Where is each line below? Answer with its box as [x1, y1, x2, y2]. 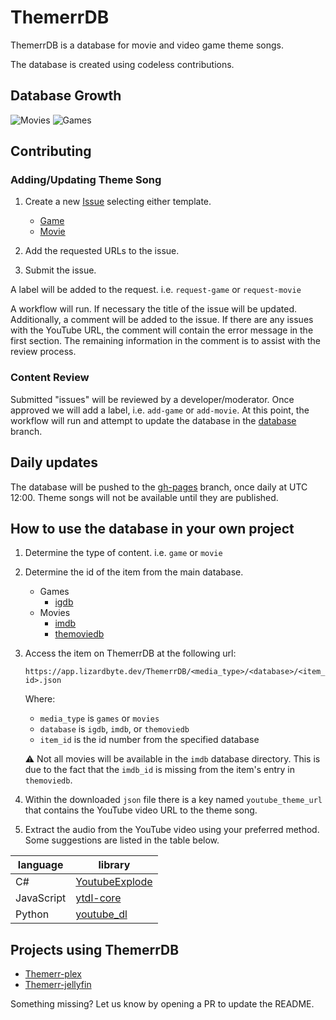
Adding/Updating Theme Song [10, 173, 162, 187]
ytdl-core [75, 891, 122, 905]
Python [15, 907, 50, 921]
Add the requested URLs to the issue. [24, 245, 180, 257]
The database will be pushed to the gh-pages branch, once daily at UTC [10, 481, 308, 493]
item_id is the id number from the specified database [39, 734, 260, 746]
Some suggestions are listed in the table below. [24, 834, 220, 846]
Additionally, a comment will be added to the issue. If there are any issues [10, 314, 314, 326]
